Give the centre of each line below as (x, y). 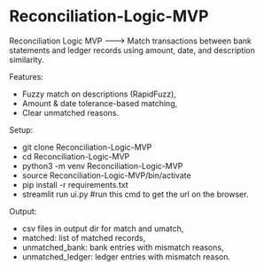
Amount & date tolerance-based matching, (100, 103)
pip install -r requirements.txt (75, 184)
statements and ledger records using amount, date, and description (132, 50)
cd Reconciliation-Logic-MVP (76, 156)
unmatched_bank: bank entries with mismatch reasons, (123, 247)
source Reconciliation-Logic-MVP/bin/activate (107, 175)
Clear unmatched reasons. (70, 112)
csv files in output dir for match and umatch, (103, 228)
